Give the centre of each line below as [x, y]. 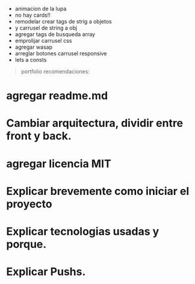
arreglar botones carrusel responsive [61, 53]
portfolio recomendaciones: [55, 71]
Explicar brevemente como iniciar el [98, 191]
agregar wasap [34, 47]
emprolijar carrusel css [43, 41]
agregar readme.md [57, 96]
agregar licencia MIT [59, 163]
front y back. [39, 136]
